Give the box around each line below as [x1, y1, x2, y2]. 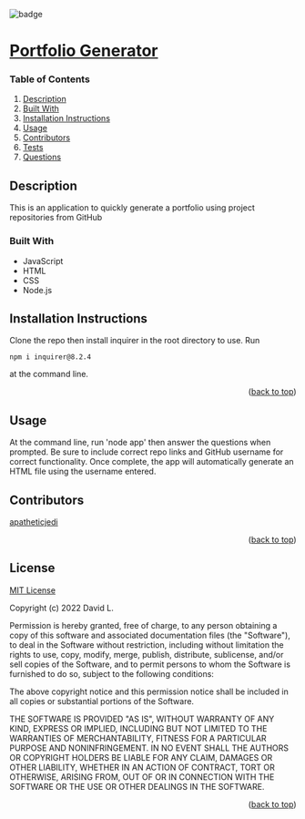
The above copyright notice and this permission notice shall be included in [9, 686, 289, 697]
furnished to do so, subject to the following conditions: [9, 668, 214, 679]
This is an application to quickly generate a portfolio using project [9, 202, 255, 213]
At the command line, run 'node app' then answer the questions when [9, 437, 271, 448]
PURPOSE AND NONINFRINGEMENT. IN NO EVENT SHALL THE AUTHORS [9, 742, 290, 753]
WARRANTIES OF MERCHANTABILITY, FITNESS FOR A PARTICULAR [9, 732, 267, 743]
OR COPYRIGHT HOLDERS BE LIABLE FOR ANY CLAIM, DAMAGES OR [9, 752, 273, 763]
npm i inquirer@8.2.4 [9, 353, 92, 362]
